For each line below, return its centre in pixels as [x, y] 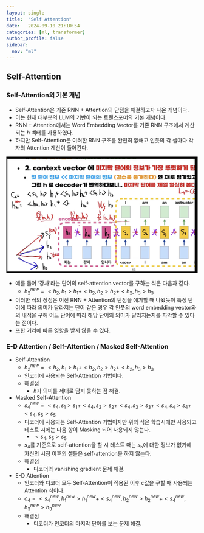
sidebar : [17, 45]
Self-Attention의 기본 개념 [43, 96]
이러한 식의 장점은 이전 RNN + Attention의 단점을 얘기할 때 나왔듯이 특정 [101, 300]
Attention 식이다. [44, 490]
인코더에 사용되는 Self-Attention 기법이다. [74, 376]
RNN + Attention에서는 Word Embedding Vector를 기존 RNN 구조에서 [99, 125]
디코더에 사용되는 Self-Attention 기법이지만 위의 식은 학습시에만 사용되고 [110, 422]
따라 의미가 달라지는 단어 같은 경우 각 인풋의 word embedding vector [109, 307]
